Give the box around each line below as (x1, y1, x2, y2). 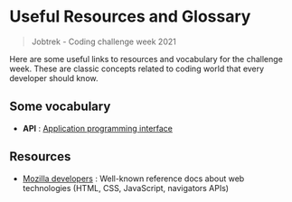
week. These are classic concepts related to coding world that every (9, 63, 265, 74)
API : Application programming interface (22, 123, 174, 133)
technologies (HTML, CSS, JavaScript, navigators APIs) (22, 182, 229, 193)
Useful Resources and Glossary (9, 6, 251, 27)
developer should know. (9, 72, 99, 83)
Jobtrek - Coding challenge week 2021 (31, 36, 176, 47)
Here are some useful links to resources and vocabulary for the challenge (9, 53, 283, 64)
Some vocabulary (9, 99, 111, 115)
